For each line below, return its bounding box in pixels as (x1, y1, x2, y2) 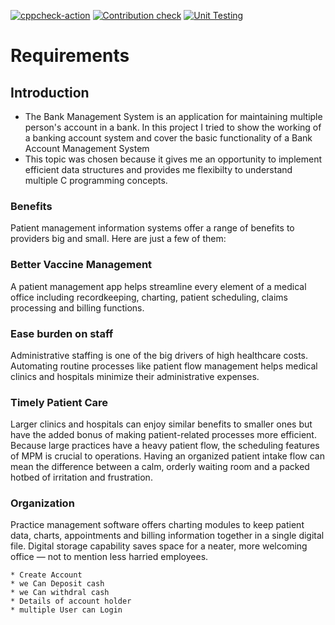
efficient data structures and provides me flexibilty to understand (24, 164, 293, 175)
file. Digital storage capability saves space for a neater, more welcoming (10, 540, 308, 552)
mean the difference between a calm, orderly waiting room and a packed (10, 461, 310, 473)
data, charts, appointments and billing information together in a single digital (10, 530, 325, 542)
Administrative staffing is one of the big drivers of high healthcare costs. (10, 349, 309, 361)
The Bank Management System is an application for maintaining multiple (24, 111, 323, 122)
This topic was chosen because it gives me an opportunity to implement (24, 153, 322, 165)
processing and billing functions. (10, 301, 145, 314)
